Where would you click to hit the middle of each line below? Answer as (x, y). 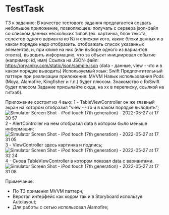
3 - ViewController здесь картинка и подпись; (54, 145)
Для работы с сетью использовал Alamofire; (61, 207)
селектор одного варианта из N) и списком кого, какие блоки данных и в (84, 39)
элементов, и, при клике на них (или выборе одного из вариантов (76, 49)
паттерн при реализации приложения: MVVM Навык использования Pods (84, 76)
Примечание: (20, 181)
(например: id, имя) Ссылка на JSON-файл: (52, 60)
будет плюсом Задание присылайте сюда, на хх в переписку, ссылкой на (85, 87)
